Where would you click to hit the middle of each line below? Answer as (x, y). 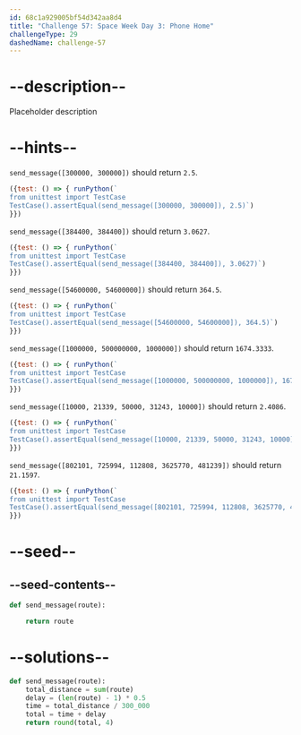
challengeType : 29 (43, 34)
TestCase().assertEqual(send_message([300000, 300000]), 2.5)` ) (132, 205)
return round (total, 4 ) (70, 723)
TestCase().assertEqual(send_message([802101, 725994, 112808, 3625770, (148, 508)
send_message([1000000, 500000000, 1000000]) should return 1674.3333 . (142, 348)
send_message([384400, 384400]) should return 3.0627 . (110, 231)
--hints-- (43, 148)
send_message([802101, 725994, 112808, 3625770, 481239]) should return (146, 465)
